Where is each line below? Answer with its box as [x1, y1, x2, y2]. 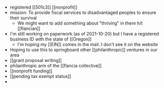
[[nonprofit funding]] [9, 68, 52, 74]
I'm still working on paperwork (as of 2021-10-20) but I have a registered [9, 31, 160, 36]
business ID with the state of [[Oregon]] [9, 36, 92, 42]
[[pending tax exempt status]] [9, 73, 71, 79]
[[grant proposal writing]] [9, 57, 62, 63]
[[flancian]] [17, 25, 41, 31]
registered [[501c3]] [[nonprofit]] [9, 4, 78, 10]
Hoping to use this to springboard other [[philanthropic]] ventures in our [9, 47, 158, 52]
